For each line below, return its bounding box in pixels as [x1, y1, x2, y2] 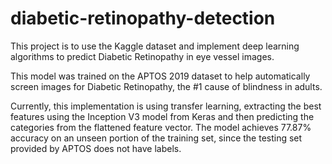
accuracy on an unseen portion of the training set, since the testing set [10, 132, 303, 144]
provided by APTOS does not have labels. [10, 142, 182, 154]
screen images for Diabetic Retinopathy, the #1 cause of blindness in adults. [10, 80, 323, 92]
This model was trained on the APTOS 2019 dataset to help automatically [10, 70, 311, 82]
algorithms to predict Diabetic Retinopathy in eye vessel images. [10, 50, 275, 62]
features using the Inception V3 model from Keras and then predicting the [10, 110, 315, 122]
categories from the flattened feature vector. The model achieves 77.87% [10, 121, 312, 133]
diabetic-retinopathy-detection [10, 7, 276, 30]
